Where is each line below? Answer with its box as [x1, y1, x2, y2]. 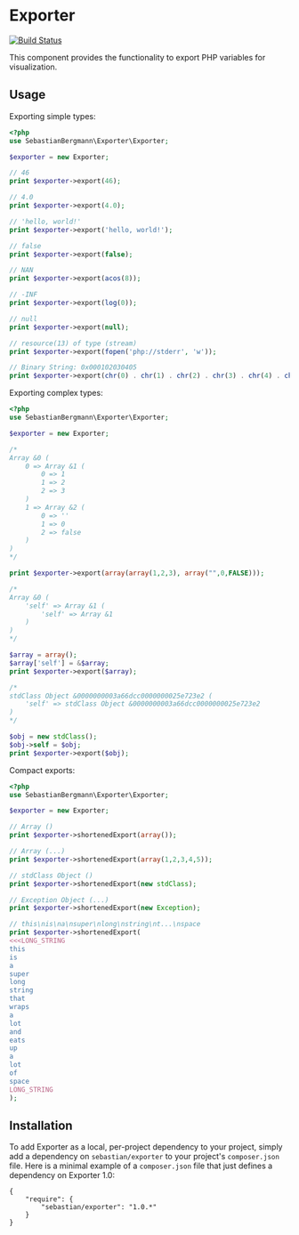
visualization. [9, 61, 58, 72]
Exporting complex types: [9, 388, 104, 399]
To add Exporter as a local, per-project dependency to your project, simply [9, 1142, 283, 1152]
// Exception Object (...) [9, 895, 109, 904]
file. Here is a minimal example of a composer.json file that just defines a [9, 1160, 273, 1171]
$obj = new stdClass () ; [9, 732, 98, 741]
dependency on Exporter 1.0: [9, 1170, 116, 1181]
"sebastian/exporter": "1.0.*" [41, 1203, 158, 1212]
